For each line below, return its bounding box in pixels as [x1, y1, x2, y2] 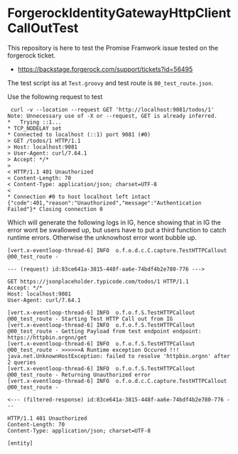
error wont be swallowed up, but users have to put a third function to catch [7, 225, 227, 234]
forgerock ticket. [7, 51, 56, 60]
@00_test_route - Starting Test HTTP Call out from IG [7, 315, 173, 323]
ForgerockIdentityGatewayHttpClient [7, 5, 232, 21]
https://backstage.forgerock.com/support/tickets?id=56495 [17, 65, 193, 73]
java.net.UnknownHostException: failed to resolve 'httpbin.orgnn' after [7, 352, 231, 360]
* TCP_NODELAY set [7, 124, 62, 132]
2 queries [7, 359, 37, 366]
